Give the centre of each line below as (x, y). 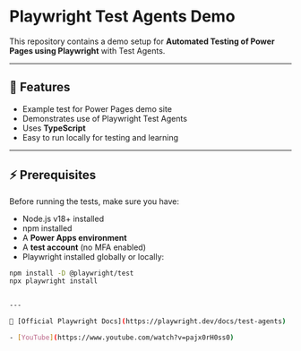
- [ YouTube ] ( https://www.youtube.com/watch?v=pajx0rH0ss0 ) (122, 338)
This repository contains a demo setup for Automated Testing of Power (142, 41)
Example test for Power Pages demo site (97, 108)
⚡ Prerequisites (53, 175)
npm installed (47, 228)
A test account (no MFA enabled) (84, 247)
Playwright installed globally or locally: (93, 256)
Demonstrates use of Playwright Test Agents (105, 118)
